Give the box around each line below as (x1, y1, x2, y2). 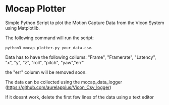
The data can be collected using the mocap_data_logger (5, 79, 123, 85)
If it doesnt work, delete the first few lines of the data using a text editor (5, 94, 154, 100)
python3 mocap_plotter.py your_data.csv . (5, 44, 93, 50)
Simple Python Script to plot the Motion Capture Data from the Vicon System (5, 20, 164, 26)
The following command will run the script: (5, 35, 94, 41)
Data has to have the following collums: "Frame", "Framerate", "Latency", (5, 54, 156, 60)
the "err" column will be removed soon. (5, 69, 87, 75)
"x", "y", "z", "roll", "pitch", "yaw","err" (5, 59, 84, 65)
